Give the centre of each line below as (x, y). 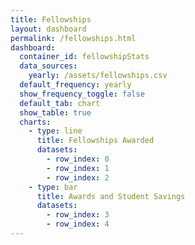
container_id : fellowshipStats (84, 57)
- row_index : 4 (78, 224)
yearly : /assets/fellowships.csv (98, 76)
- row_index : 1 (78, 168)
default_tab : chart (60, 103)
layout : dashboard (48, 29)
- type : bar (53, 187)
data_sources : (48, 66)
